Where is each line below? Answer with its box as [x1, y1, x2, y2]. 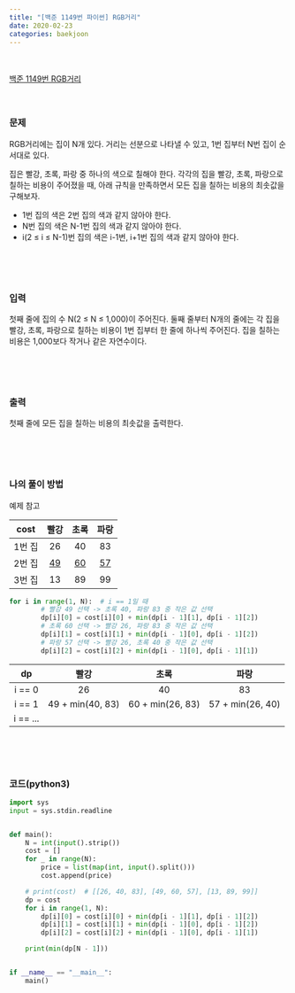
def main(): [9, 830, 53, 839]
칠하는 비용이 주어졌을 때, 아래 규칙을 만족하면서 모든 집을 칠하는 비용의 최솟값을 [9, 179, 285, 190]
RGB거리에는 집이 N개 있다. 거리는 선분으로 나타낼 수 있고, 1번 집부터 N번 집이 [9, 138, 277, 149]
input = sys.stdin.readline [9, 806, 113, 815]
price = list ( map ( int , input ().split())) [41, 863, 196, 873]
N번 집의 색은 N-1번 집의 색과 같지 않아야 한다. [21, 221, 182, 231]
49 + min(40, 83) [48, 697, 120, 710]
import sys [9, 798, 49, 807]
